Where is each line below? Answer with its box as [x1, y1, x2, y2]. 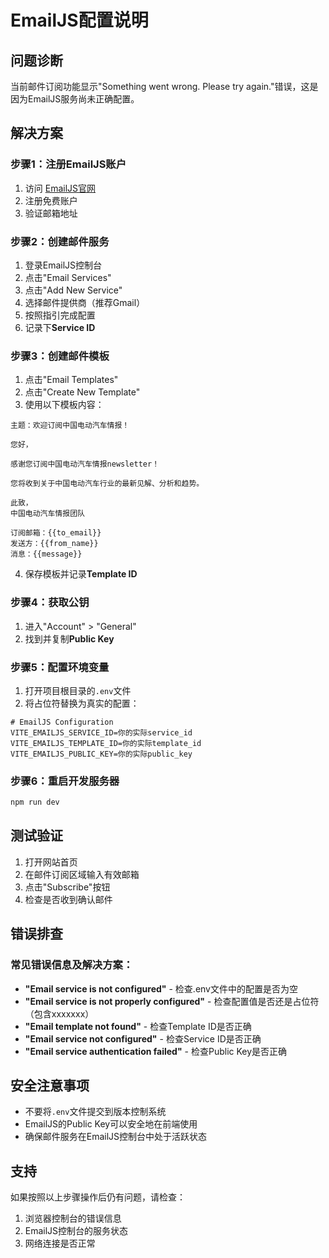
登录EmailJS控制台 [24, 259, 103, 271]
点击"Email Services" [24, 271, 112, 283]
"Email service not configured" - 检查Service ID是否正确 [24, 1032, 262, 1045]
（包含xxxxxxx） [24, 1007, 95, 1020]
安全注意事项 [10, 1077, 90, 1094]
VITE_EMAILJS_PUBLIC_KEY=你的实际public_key [10, 749, 193, 759]
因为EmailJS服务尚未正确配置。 [10, 93, 140, 105]
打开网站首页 [24, 856, 78, 868]
